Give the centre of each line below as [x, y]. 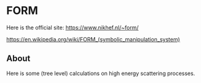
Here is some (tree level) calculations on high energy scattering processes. [101, 73]
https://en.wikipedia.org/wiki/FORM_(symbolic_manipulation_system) [93, 39]
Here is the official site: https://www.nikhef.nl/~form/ [72, 27]
